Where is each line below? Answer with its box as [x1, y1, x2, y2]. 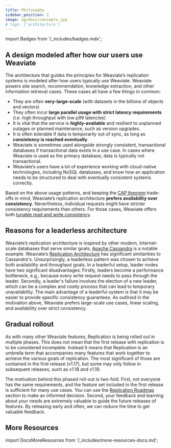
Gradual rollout [5, 320, 54, 329]
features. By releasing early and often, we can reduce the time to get [5, 403, 150, 409]
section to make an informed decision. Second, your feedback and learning [5, 392, 164, 398]
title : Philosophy [5, 7, 44, 13]
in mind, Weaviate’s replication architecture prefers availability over [14, 195, 158, 201]
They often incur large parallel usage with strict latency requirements [12, 109, 162, 116]
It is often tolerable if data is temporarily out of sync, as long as [12, 131, 145, 137]
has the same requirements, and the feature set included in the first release [5, 382, 163, 388]
